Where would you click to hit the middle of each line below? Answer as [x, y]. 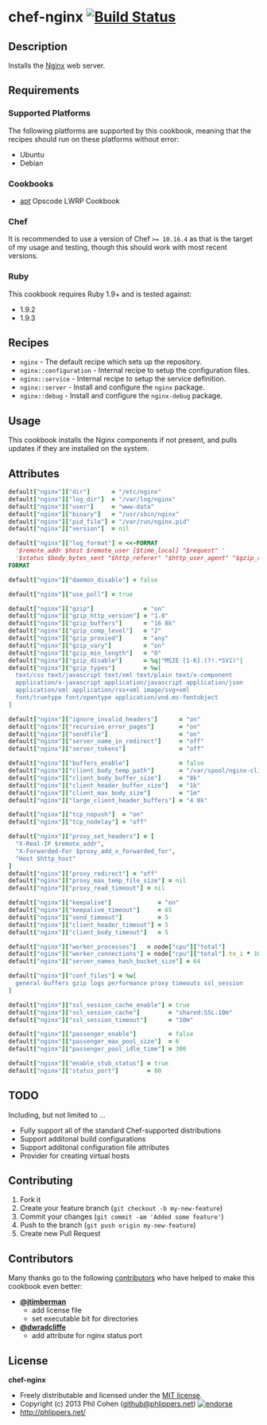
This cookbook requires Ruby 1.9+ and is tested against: [100, 294]
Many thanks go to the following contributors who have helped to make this [132, 1278]
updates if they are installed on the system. [79, 448]
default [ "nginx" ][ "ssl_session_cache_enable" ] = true [99, 1005]
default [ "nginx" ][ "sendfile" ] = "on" [104, 734]
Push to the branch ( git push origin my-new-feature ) [108, 1225]
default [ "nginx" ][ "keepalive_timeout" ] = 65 [90, 910]
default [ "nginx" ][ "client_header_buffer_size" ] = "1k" [104, 785]
